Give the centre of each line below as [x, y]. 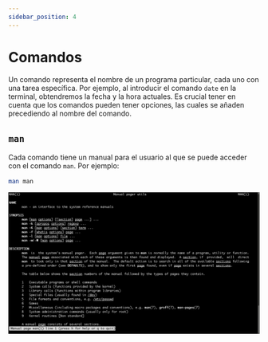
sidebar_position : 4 [43, 17]
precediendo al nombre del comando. [70, 113]
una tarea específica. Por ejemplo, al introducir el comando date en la [122, 88]
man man [21, 182]
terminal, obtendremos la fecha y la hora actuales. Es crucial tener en [122, 96]
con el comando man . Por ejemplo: [64, 166]
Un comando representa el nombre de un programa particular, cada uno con [134, 79]
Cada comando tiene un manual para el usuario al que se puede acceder [128, 157]
